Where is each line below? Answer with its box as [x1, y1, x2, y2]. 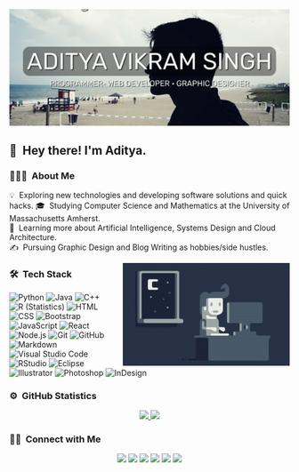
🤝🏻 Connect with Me [9, 433, 101, 445]
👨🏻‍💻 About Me [9, 169, 76, 181]
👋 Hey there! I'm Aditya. [9, 143, 147, 158]
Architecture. [9, 232, 58, 243]
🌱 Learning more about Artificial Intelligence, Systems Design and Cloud [9, 222, 276, 234]
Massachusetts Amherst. [9, 213, 101, 224]
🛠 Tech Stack [9, 268, 73, 281]
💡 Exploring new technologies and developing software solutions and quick [9, 190, 287, 201]
